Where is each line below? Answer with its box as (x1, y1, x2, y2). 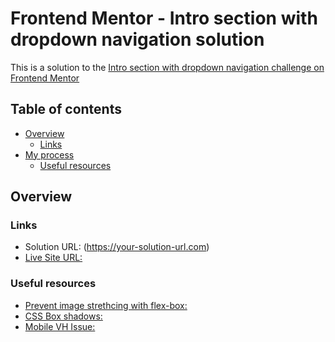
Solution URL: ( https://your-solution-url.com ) (24, 241, 210, 253)
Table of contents (10, 101, 122, 118)
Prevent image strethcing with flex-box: (24, 299, 188, 311)
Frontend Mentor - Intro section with (10, 7, 318, 30)
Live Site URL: (24, 252, 83, 264)
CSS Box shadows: (24, 310, 103, 322)
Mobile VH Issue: (24, 320, 96, 332)
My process (24, 148, 75, 161)
